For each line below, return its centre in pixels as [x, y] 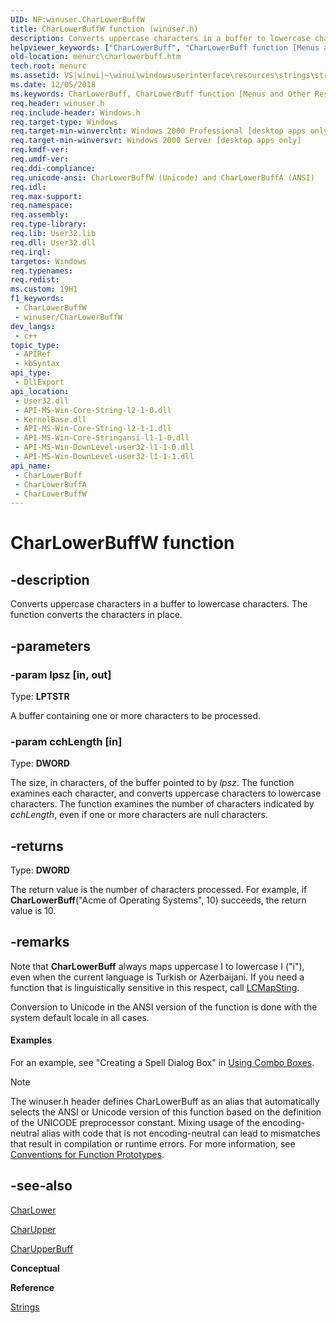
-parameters [50, 646]
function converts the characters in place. [96, 615]
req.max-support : [46, 196]
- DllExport [39, 382]
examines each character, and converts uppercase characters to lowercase [166, 793]
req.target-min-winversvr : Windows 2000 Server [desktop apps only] [156, 141]
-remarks [40, 942]
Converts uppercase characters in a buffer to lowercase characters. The [159, 604]
